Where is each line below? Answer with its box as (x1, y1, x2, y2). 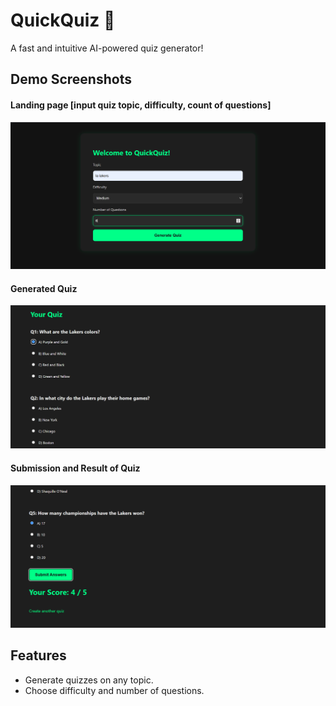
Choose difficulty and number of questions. (24, 684, 205, 696)
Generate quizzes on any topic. (24, 674, 154, 686)
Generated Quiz (10, 282, 78, 294)
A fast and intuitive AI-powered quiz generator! (10, 42, 204, 54)
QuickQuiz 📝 (10, 9, 116, 32)
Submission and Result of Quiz (10, 462, 141, 474)
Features (10, 647, 67, 664)
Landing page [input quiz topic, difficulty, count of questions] (10, 99, 272, 111)
